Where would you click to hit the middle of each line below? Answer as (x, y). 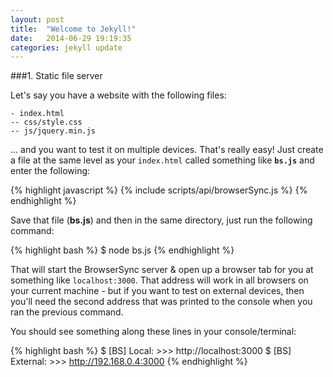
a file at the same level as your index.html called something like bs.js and (162, 160)
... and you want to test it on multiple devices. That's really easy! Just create (167, 150)
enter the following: (50, 171)
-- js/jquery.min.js (53, 131)
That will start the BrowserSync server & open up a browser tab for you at (162, 270)
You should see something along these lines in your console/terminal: (153, 332)
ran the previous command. (67, 312)
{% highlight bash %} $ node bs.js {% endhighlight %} (122, 250)
